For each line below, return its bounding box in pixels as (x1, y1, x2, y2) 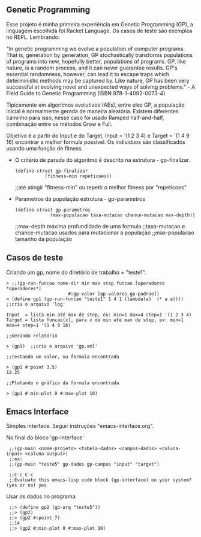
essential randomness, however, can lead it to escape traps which (6, 70, 170, 77)
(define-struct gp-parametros (14, 207, 91, 213)
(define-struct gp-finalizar (14, 168, 88, 174)
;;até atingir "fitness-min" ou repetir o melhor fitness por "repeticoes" (14, 183, 187, 191)
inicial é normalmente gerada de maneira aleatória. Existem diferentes (6, 107, 179, 114)
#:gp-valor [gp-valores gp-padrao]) (68, 291, 160, 297)
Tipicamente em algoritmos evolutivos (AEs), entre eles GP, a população (6, 101, 185, 108)
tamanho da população (14, 235, 73, 242)
